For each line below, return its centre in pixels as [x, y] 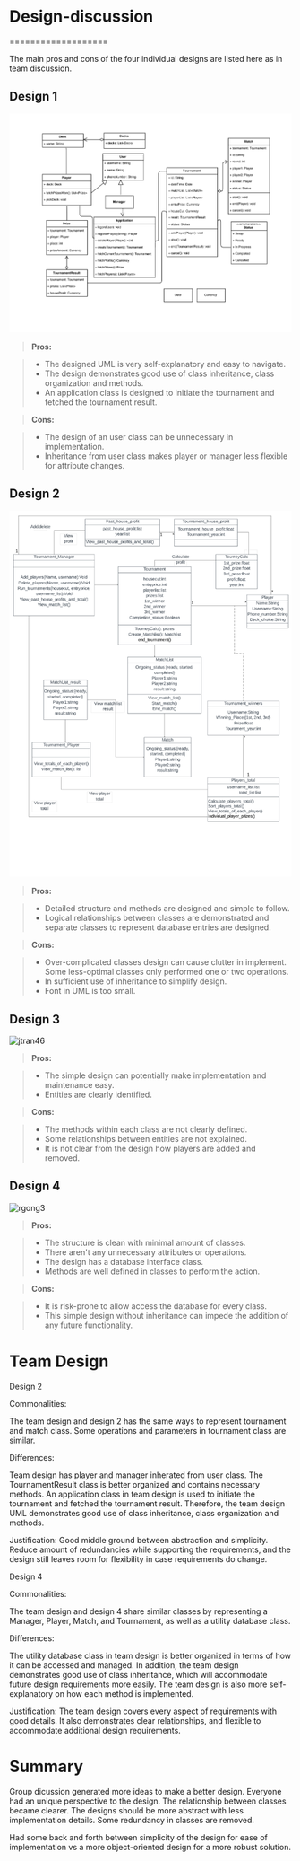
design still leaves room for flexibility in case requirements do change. [138, 1558]
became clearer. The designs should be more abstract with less [127, 1810]
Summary [46, 1766]
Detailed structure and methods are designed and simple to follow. [167, 909]
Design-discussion [81, 17]
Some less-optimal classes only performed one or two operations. [167, 972]
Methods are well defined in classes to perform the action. [152, 1271]
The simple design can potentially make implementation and [155, 1075]
